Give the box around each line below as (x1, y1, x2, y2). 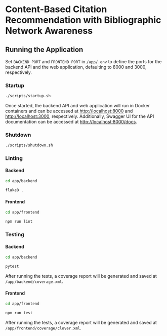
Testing (5, 231, 24, 238)
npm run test (5, 310, 33, 316)
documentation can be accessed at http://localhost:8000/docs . (5, 119, 138, 125)
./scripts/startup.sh (5, 94, 51, 99)
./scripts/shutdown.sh (5, 143, 53, 148)
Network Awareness (5, 25, 93, 36)
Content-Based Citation (5, 4, 107, 15)
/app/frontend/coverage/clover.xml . (5, 325, 82, 331)
